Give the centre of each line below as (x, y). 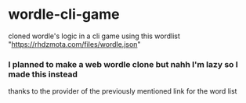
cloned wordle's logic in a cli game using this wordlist (94, 36)
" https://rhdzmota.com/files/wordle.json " (74, 44)
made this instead (43, 74)
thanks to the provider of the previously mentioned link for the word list (123, 91)
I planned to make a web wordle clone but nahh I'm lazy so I (123, 64)
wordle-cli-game (64, 14)
